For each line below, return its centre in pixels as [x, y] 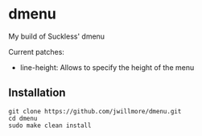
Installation [37, 93]
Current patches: [36, 52]
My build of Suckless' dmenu [57, 36]
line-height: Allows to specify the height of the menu [107, 67]
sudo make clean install [50, 126]
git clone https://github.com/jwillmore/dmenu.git [95, 111]
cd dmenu [23, 118]
